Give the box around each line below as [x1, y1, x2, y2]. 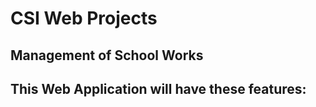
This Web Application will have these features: [10, 80, 307, 97]
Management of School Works [10, 47, 204, 64]
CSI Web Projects [10, 7, 158, 30]
